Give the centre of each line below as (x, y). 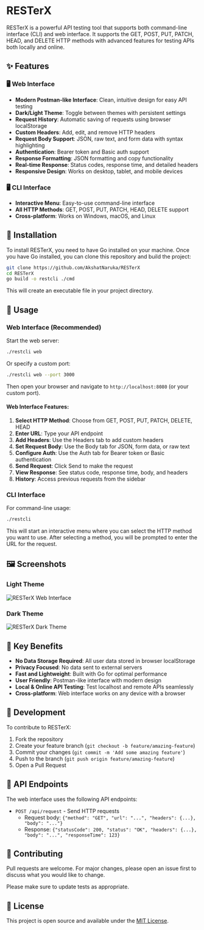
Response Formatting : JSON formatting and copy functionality (94, 158)
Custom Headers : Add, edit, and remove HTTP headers (85, 132)
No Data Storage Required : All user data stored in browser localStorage (105, 660)
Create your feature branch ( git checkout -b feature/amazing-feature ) (105, 745)
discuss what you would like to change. (56, 875)
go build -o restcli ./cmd (40, 279)
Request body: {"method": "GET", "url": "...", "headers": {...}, (110, 817)
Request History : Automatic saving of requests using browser (93, 119)
